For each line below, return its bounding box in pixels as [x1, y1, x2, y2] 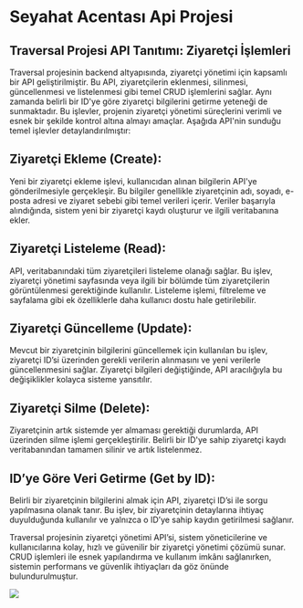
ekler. [9, 215, 30, 225]
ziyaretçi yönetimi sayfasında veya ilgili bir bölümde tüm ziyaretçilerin [9, 275, 270, 286]
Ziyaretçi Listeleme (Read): [9, 241, 167, 257]
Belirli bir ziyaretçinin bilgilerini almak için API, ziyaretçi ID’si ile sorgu [9, 495, 268, 506]
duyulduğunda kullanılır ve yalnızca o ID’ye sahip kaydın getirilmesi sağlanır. [9, 514, 295, 526]
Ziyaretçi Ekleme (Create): [9, 152, 162, 167]
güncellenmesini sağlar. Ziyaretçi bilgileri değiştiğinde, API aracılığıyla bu [9, 364, 283, 375]
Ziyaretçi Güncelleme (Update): [9, 321, 193, 337]
